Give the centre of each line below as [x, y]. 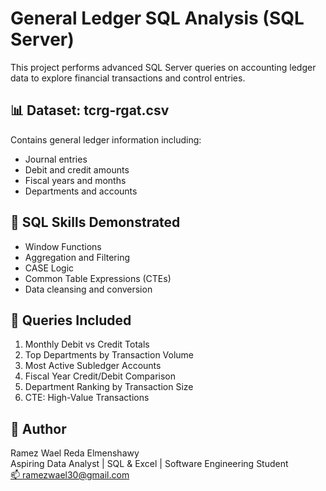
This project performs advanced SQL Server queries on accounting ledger [163, 67]
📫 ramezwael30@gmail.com [70, 475]
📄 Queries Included [71, 320]
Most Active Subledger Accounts [93, 366]
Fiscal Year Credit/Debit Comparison [100, 376]
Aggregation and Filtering [77, 257]
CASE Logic [49, 268]
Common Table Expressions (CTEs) [98, 278]
